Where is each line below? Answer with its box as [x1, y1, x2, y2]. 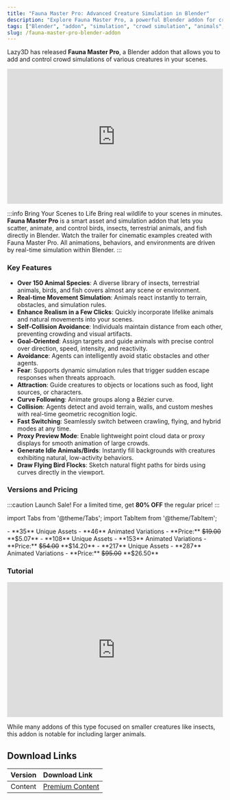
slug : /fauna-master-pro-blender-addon [7, 29, 121, 36]
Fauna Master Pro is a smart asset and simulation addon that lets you [7, 217, 203, 225]
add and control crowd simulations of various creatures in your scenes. [7, 56, 208, 64]
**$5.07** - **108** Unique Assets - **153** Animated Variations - [7, 534, 207, 542]
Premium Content [43, 781, 99, 791]
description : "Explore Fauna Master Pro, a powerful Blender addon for [7, 16, 216, 23]
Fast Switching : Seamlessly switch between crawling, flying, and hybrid [16, 417, 221, 425]
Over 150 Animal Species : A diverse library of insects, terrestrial [16, 278, 200, 287]
